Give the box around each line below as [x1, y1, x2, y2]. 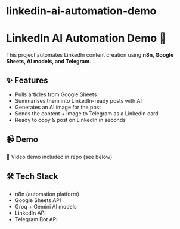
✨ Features [6, 75, 48, 85]
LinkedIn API [14, 209, 46, 216]
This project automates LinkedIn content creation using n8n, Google [6, 51, 174, 59]
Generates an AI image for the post [14, 103, 101, 111]
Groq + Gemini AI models [14, 203, 77, 210]
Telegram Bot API [14, 215, 58, 222]
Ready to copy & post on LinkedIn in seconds [14, 116, 126, 123]
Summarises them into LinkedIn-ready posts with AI [14, 97, 142, 104]
